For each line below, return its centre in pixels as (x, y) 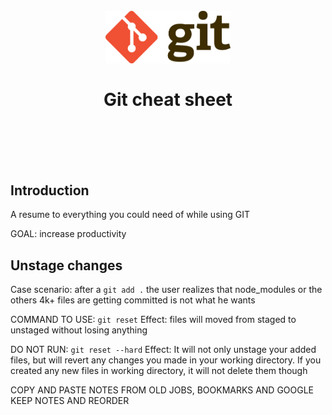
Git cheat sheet (168, 99)
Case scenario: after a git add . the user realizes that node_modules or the (166, 290)
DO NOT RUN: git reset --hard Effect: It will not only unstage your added (163, 350)
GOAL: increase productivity (68, 234)
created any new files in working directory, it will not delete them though (159, 371)
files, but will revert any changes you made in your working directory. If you (166, 360)
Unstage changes (66, 265)
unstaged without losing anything (79, 330)
